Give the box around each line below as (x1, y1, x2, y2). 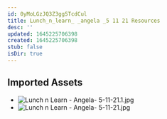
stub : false (7, 43, 43, 51)
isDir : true (7, 51, 43, 58)
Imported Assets (7, 76, 83, 89)
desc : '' (7, 24, 33, 31)
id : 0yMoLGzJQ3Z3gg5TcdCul (7, 10, 87, 18)
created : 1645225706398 (7, 37, 78, 44)
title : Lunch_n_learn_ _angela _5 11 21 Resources (7, 17, 161, 24)
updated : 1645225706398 (7, 30, 78, 38)
